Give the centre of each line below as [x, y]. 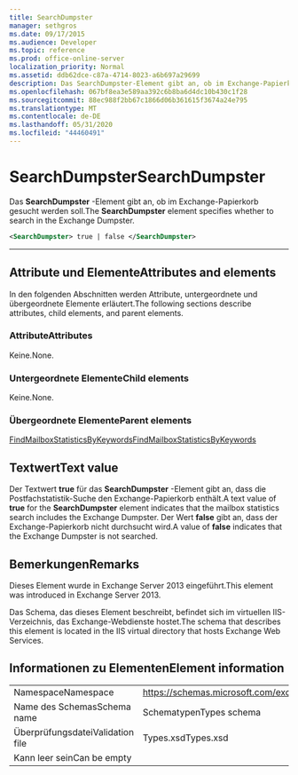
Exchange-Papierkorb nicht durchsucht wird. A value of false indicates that [145, 527]
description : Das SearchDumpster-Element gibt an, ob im [117, 83]
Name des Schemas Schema [72, 707]
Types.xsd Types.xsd [185, 738]
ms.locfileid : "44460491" [57, 133]
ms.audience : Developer [53, 42]
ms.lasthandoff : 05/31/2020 [61, 125]
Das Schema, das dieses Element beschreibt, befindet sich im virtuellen [140, 613]
